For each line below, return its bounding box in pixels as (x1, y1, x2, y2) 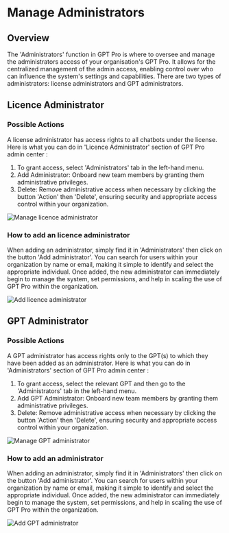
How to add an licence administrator (7, 230, 130, 239)
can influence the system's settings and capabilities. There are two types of (7, 72, 221, 80)
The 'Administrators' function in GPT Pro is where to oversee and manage (7, 50, 215, 58)
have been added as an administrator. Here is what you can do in (7, 359, 191, 367)
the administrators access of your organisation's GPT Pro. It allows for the (7, 58, 216, 66)
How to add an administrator (7, 453, 104, 463)
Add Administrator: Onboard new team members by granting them (16, 170, 204, 179)
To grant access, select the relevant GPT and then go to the (16, 379, 186, 388)
